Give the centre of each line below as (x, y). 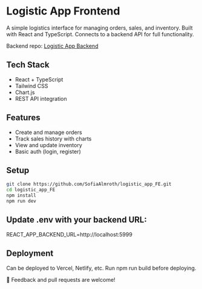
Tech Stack (28, 65)
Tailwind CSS (31, 86)
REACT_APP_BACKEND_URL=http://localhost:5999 (70, 234)
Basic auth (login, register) (48, 151)
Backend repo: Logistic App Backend (52, 46)
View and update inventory (49, 145)
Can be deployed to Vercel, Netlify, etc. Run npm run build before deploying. (101, 268)
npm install (21, 195)
